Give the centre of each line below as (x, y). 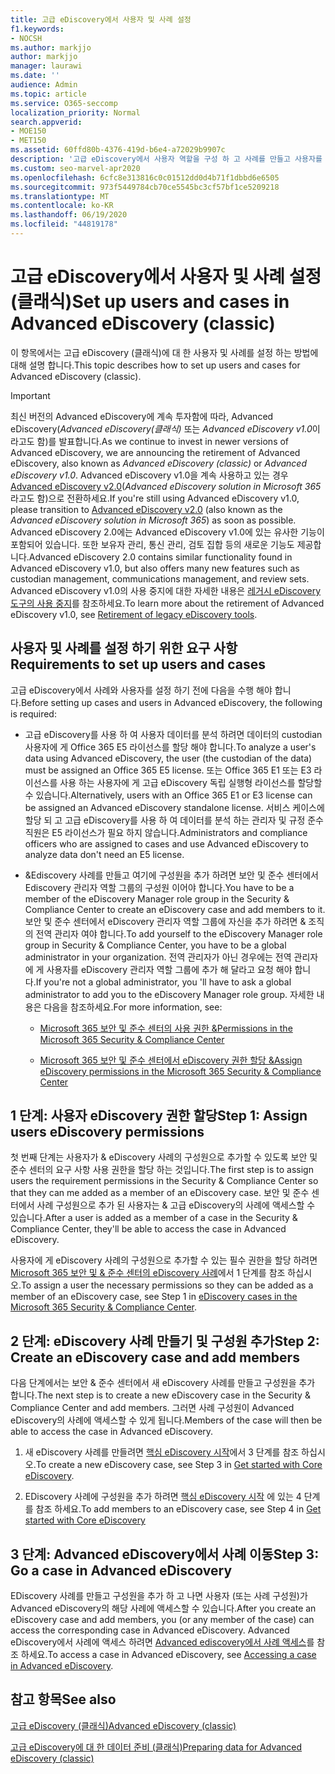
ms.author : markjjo (51, 47)
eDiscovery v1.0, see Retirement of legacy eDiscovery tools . (134, 614)
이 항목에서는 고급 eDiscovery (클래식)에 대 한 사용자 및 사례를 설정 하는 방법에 (164, 352)
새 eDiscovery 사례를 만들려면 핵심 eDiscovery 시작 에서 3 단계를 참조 (162, 1452)
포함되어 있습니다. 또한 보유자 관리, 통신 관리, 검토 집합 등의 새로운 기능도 (152, 544)
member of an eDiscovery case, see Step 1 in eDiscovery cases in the (154, 1297)
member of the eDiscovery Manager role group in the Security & (157, 898)
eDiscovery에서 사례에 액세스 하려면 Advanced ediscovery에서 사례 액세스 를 (162, 1642)
